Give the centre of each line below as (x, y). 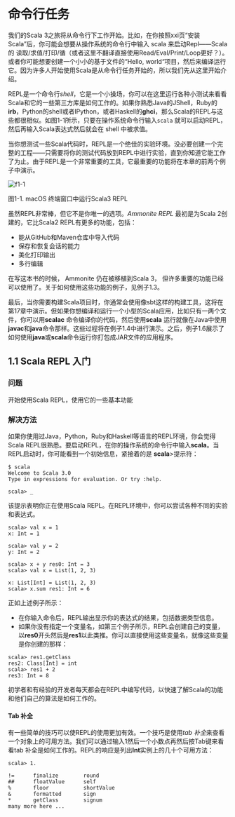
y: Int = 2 (24, 552)
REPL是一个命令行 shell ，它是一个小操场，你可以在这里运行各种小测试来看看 (117, 94)
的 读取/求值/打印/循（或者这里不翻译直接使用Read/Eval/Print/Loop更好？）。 (118, 53)
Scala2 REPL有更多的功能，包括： (87, 222)
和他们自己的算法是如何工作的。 (54, 698)
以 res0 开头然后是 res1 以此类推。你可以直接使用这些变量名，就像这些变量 (123, 635)
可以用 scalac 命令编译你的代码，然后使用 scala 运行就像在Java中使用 (126, 319)
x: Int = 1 (24, 534)
